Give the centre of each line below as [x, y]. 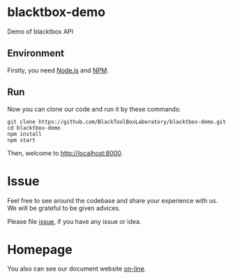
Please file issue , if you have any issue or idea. [74, 221]
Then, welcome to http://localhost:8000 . [65, 153]
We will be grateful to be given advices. [64, 208]
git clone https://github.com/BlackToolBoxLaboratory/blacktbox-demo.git [117, 122]
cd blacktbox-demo [34, 128]
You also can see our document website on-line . [77, 269]
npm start [22, 140]
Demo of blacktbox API [40, 31]
